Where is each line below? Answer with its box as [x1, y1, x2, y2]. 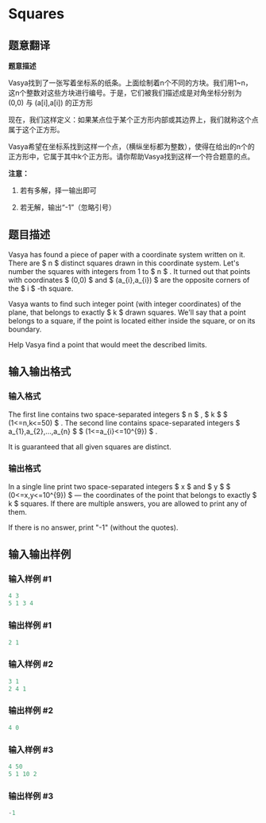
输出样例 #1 [8, 620, 52, 631]
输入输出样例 [8, 547, 71, 562]
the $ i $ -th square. [8, 284, 74, 293]
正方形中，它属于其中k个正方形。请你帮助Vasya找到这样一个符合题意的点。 [8, 152, 255, 161]
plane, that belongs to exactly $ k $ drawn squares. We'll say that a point [8, 308, 246, 317]
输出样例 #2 [8, 705, 54, 716]
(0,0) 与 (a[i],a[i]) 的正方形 [8, 98, 94, 108]
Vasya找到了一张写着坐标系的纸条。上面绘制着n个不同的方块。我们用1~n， [8, 78, 253, 88]
